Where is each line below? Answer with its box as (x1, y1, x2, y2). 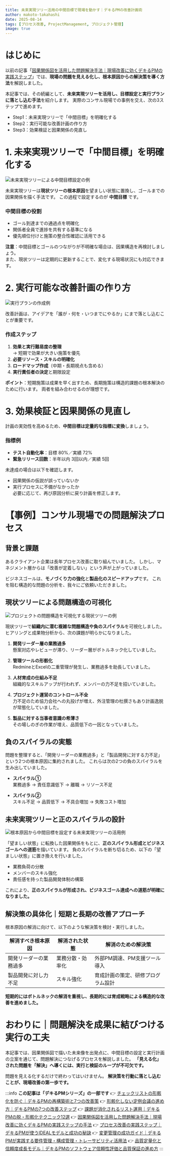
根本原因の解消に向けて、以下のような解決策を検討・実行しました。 (5, 924, 147, 930)
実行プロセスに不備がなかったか (12, 484, 79, 490)
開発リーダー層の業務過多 (12, 640, 66, 646)
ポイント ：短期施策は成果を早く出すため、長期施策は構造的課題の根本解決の (5, 379, 165, 385)
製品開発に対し (8, 972, 44, 979)
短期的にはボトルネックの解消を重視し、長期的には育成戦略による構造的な (5, 993, 160, 1000)
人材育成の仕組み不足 (12, 674, 57, 681)
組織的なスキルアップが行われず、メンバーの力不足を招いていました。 (12, 681, 158, 687)
